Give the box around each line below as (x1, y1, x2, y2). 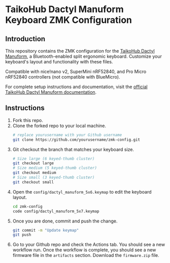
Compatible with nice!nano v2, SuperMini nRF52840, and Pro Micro (5, 68, 147, 74)
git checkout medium (12, 170, 56, 175)
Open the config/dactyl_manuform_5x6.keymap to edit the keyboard (12, 189, 152, 195)
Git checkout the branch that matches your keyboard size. (12, 146, 134, 153)
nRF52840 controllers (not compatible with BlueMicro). (5, 74, 120, 80)
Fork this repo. (12, 117, 43, 123)
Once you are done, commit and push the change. (12, 218, 118, 224)
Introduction (5, 34, 46, 43)
